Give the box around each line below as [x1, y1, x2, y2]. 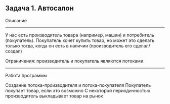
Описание [5, 17, 27, 23]
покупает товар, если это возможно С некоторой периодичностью [5, 87, 151, 93]
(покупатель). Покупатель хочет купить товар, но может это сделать [5, 37, 155, 43]
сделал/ [133, 42, 151, 48]
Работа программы [5, 72, 47, 78]
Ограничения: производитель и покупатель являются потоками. [5, 58, 145, 64]
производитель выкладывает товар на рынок [5, 93, 103, 99]
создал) [5, 48, 22, 54]
